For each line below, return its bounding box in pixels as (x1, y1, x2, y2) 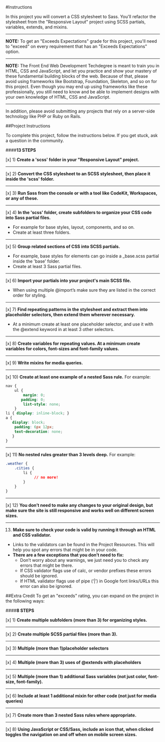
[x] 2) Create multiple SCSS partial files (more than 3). (5, 631, 118, 637)
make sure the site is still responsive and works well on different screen (5, 507, 154, 513)
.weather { (5, 461, 28, 466)
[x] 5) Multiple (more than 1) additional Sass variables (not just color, (5, 673, 147, 679)
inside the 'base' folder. (12, 258, 60, 264)
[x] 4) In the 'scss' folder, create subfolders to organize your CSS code (5, 210, 152, 215)
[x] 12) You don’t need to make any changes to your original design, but (5, 502, 153, 508)
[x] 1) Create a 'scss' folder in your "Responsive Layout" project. (5, 157, 140, 163)
